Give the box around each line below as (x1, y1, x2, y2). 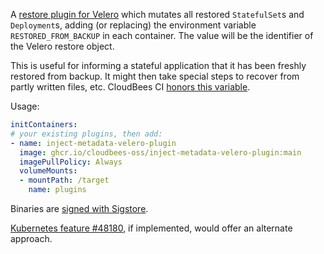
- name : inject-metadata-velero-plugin (10, 138, 177, 148)
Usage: (10, 100, 40, 112)
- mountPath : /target (19, 175, 110, 186)
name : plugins (28, 185, 87, 195)
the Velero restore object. (10, 40, 115, 52)
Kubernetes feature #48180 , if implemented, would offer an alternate (10, 222, 293, 234)
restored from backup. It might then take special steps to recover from (10, 70, 300, 82)
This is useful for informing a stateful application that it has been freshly (10, 60, 307, 71)
